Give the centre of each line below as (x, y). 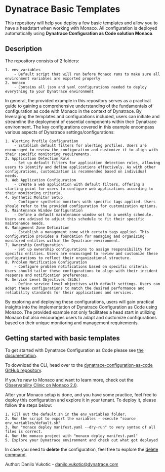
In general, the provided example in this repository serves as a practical (78, 100)
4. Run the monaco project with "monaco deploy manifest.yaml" (72, 436)
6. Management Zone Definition (37, 228)
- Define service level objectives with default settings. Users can (87, 284)
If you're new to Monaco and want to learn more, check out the (69, 380)
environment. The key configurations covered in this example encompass (80, 127)
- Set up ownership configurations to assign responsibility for (83, 249)
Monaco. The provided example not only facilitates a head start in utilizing (80, 312)
